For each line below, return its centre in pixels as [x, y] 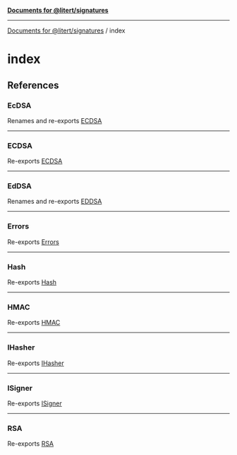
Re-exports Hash [32, 282]
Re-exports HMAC [34, 323]
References [33, 85]
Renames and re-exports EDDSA [55, 202]
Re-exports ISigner [35, 403]
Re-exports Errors [34, 242]
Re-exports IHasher [36, 363]
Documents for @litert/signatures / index [66, 30]
